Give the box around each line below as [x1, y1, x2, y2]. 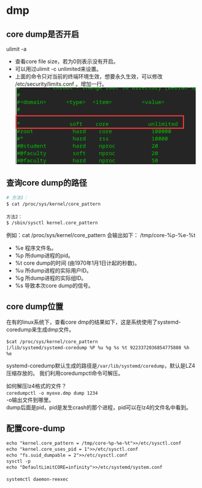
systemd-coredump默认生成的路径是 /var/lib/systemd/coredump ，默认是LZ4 [6, 362, 195, 369]
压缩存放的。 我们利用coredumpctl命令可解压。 [6, 369, 124, 377]
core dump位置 [6, 301, 64, 312]
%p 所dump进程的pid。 [14, 252, 74, 259]
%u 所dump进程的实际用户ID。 [14, 267, 92, 274]
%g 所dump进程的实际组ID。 [14, 274, 87, 282]
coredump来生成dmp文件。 [6, 326, 75, 333]
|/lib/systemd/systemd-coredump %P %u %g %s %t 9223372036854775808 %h [6, 345, 189, 351]
